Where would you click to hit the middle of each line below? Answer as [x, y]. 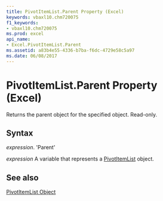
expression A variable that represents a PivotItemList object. [80, 159]
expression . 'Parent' [31, 147]
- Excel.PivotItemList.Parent [44, 45]
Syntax [20, 133]
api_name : [19, 39]
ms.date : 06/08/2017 [32, 56]
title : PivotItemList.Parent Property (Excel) [65, 12]
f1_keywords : [22, 23]
